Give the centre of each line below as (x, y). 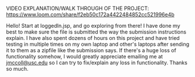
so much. (17, 69)
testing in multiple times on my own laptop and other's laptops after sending (98, 44)
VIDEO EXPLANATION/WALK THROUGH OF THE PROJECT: (78, 8)
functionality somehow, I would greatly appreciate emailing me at (84, 56)
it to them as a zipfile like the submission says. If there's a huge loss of (91, 50)
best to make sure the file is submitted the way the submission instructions (96, 32)
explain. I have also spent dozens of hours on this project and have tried (93, 38)
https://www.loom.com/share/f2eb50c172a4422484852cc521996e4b (90, 14)
